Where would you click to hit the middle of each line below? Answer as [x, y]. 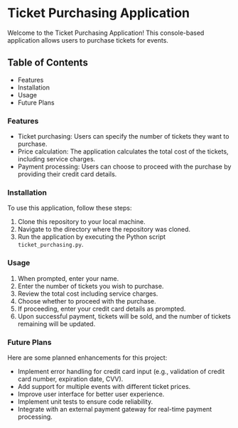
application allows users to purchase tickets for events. [88, 40]
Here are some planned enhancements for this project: [87, 358]
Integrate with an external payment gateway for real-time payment [115, 409]
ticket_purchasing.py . [50, 245]
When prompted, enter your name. [68, 278]
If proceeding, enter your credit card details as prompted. [102, 309]
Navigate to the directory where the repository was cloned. [104, 230]
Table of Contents [48, 63]
